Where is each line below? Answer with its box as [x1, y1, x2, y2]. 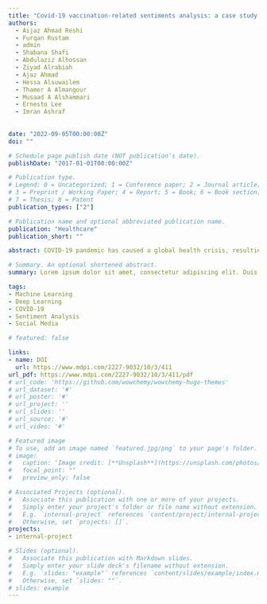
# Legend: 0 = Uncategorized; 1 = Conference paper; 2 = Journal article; [8, 181, 261, 189]
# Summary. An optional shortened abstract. [8, 261, 158, 269]
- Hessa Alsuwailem [15, 78, 80, 86]
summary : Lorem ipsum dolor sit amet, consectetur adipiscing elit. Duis [8, 268, 258, 277]
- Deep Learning [8, 298, 62, 306]
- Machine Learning [8, 290, 73, 298]
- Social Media [8, 320, 59, 328]
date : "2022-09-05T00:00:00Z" [8, 130, 109, 138]
